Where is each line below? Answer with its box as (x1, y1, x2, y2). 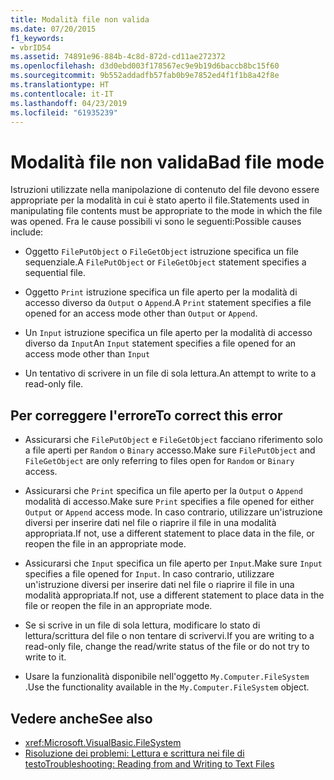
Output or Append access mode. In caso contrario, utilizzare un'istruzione (24, 506, 323, 518)
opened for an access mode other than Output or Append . (24, 307, 258, 320)
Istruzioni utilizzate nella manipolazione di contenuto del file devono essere (10, 184, 320, 196)
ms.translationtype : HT (10, 80, 110, 90)
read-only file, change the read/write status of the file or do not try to (24, 641, 310, 653)
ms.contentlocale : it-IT (10, 89, 114, 99)
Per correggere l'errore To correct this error (10, 407, 283, 424)
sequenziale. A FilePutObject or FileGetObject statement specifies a (24, 256, 307, 268)
